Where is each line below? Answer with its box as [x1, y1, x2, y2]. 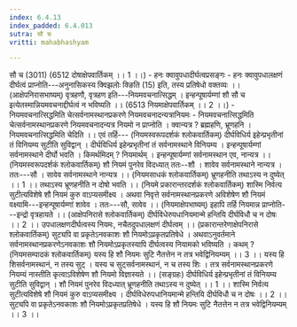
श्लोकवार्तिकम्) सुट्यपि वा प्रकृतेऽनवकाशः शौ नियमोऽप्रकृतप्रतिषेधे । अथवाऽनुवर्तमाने [9, 230, 236, 240]
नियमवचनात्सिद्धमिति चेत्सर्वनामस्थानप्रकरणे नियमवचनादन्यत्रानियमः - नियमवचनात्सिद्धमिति [9, 110, 254, 121]
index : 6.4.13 [9, 12, 62, 22]
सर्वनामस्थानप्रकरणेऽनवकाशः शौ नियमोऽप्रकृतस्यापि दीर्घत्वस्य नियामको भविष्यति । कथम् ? [9, 239, 254, 250]
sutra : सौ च [9, 29, 51, 38]
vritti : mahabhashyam [9, 37, 90, 47]
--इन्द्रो [9, 209, 28, 220]
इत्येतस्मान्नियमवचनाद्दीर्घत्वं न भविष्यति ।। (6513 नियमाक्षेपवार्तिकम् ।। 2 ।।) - [9, 99, 235, 111]
